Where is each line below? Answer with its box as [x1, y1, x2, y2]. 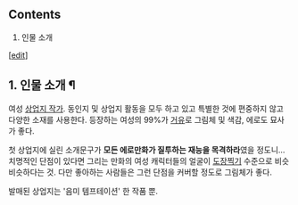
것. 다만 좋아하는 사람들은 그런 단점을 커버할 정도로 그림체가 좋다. [46, 167, 273, 177]
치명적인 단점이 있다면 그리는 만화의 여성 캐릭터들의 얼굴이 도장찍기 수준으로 [8, 155, 273, 166]
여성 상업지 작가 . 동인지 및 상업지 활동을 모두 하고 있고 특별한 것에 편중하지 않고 [8, 102, 285, 114]
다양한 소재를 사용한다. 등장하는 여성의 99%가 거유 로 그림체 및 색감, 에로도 [8, 114, 269, 125]
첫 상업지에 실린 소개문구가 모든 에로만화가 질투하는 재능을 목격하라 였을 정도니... [8, 144, 286, 155]
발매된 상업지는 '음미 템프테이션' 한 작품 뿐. [8, 185, 158, 196]
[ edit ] [8, 49, 29, 61]
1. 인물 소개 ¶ [8, 78, 77, 93]
